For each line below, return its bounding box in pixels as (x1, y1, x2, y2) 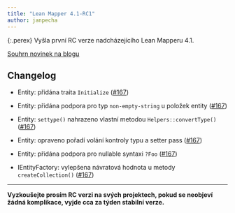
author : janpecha (7, 17, 58, 24)
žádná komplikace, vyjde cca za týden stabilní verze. (7, 198, 164, 207)
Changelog (7, 69, 57, 81)
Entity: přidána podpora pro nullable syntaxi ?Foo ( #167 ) (17, 149, 178, 158)
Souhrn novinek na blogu (7, 50, 80, 58)
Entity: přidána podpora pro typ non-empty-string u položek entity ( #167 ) (17, 102, 227, 110)
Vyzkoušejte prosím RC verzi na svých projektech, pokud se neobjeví (7, 191, 213, 199)
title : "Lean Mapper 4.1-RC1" (7, 10, 96, 17)
